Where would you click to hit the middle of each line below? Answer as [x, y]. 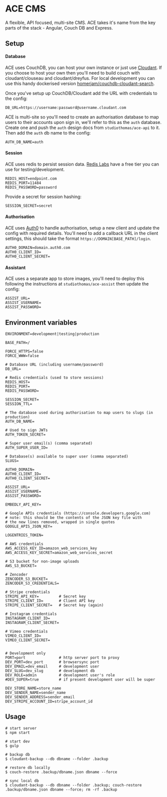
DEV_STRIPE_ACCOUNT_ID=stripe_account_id [49, 701]
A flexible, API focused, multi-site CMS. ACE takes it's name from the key [80, 22]
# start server [21, 728]
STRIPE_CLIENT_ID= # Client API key [50, 600]
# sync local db [22, 780]
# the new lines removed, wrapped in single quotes [60, 522]
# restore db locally [28, 767]
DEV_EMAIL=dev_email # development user [52, 666]
